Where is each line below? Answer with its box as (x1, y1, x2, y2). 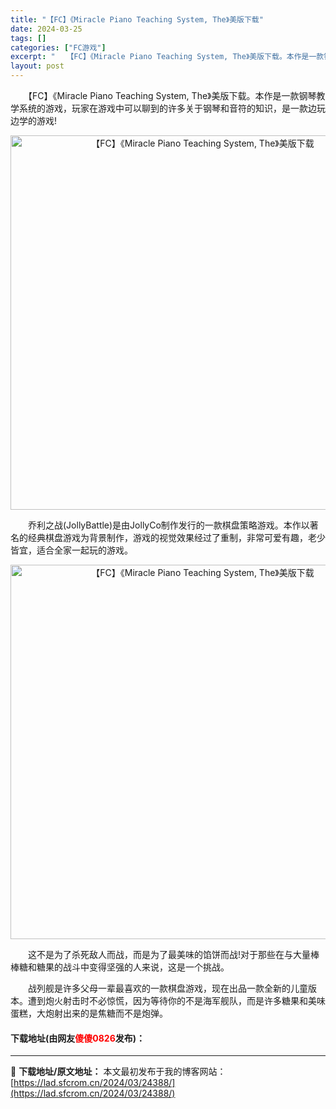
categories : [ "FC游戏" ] (10, 42, 107, 53)
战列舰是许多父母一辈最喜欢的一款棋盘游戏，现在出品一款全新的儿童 (27, 982, 308, 994)
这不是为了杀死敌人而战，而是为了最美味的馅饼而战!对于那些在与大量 (27, 949, 312, 960)
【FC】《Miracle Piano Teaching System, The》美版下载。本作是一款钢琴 (27, 90, 317, 101)
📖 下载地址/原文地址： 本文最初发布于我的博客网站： (10, 1066, 227, 1078)
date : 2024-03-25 (10, 24, 83, 34)
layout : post (10, 61, 65, 71)
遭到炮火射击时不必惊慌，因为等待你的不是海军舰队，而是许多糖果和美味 (27, 995, 326, 1006)
